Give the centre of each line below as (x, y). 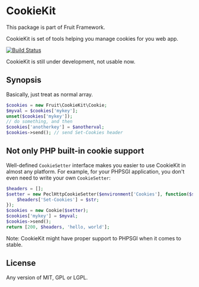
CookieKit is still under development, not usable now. (71, 61)
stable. (15, 244)
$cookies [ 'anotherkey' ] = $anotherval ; (55, 127)
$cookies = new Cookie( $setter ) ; (47, 211)
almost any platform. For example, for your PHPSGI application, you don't (95, 171)
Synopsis (24, 80)
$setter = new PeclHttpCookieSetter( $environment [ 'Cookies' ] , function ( (98, 194)
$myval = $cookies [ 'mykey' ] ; (42, 110)
